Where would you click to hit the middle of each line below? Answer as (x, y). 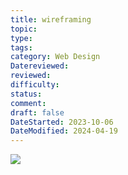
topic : (24, 29)
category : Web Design (55, 57)
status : (26, 94)
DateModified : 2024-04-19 (64, 131)
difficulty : (35, 85)
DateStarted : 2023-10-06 (62, 122)
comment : (28, 103)
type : (21, 38)
